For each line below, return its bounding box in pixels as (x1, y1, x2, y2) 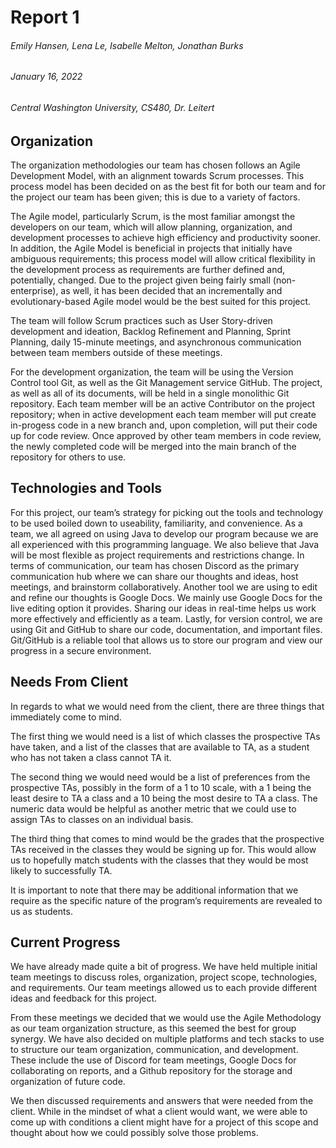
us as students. (10, 905, 73, 917)
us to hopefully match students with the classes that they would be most (10, 854, 309, 866)
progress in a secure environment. (10, 644, 152, 656)
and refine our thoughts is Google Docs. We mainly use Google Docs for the (10, 591, 323, 603)
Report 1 (10, 6, 80, 29)
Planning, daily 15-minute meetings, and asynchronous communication (10, 336, 302, 348)
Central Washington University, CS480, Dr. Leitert (10, 102, 215, 113)
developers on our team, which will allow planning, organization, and (10, 221, 293, 233)
